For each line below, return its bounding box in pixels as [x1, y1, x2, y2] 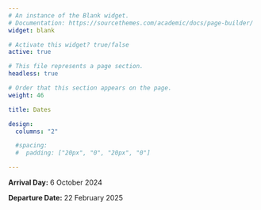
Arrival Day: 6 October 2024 [8, 178, 103, 187]
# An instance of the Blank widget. [8, 11, 129, 20]
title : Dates [8, 105, 52, 113]
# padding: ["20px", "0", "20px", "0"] [15, 149, 151, 157]
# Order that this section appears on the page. [8, 84, 172, 92]
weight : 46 [8, 91, 44, 99]
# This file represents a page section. [8, 63, 144, 71]
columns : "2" [15, 128, 59, 136]
